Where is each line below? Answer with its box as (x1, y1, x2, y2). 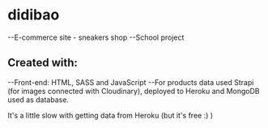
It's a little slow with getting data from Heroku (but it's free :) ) (7, 110, 214, 120)
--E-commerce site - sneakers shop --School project (7, 32, 185, 42)
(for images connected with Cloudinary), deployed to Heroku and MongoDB (7, 86, 260, 96)
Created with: (7, 56, 79, 70)
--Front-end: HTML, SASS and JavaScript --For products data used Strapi (7, 77, 254, 87)
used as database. (7, 95, 70, 105)
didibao (7, 6, 60, 24)
